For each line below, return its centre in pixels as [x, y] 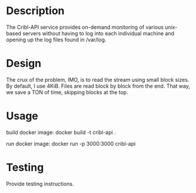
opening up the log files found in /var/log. [56, 39]
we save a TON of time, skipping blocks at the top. [67, 92]
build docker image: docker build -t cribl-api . [61, 132]
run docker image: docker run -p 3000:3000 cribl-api [71, 144]
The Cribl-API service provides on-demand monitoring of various [85, 27]
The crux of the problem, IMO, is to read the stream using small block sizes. [98, 79]
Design [24, 64]
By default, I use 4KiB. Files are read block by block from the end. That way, [98, 86]
